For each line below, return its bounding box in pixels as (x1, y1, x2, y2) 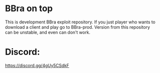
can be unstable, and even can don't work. (5, 29, 91, 35)
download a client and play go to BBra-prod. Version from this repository (5, 24, 150, 30)
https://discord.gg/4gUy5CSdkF (5, 62, 69, 68)
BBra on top (5, 3, 53, 14)
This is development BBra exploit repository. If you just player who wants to (5, 19, 156, 25)
